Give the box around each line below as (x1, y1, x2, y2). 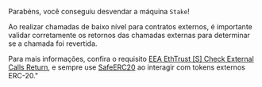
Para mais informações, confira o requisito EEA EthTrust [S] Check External (8, 55, 254, 63)
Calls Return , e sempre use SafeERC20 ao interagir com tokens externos (8, 62, 246, 72)
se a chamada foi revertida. (8, 39, 98, 48)
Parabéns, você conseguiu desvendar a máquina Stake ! (8, 7, 190, 16)
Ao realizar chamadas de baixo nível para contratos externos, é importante (8, 22, 252, 31)
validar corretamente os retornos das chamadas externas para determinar (8, 31, 250, 40)
